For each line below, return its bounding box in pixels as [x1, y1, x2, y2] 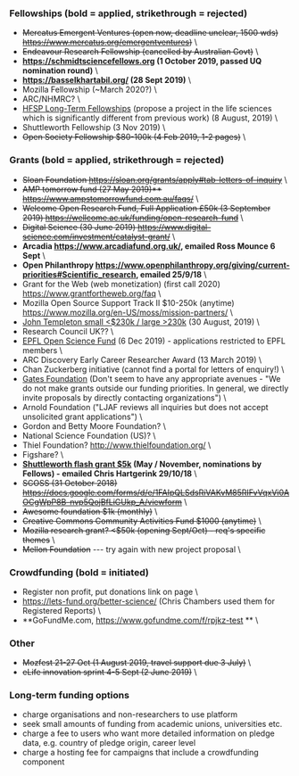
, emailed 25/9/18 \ [136, 268, 207, 279]
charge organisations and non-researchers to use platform [21, 709, 238, 720]
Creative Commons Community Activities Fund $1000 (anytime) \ [21, 516, 262, 526]
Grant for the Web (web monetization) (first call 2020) [21, 278, 220, 289]
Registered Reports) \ [21, 605, 101, 615]
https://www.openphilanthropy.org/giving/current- [95, 260, 290, 270]
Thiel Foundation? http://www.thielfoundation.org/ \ [21, 440, 212, 450]
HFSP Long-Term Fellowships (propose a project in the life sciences [21, 103, 272, 114]
